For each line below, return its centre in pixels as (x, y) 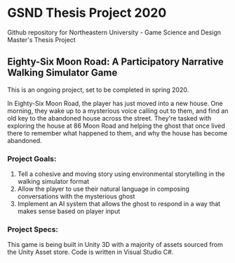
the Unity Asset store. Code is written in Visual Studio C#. (90, 252)
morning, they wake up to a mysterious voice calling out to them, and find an (118, 111)
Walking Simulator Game (62, 73)
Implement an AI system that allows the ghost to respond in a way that (119, 204)
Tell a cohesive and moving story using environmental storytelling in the (121, 174)
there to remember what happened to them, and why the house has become (117, 133)
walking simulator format (53, 182)
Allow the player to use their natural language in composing (103, 189)
